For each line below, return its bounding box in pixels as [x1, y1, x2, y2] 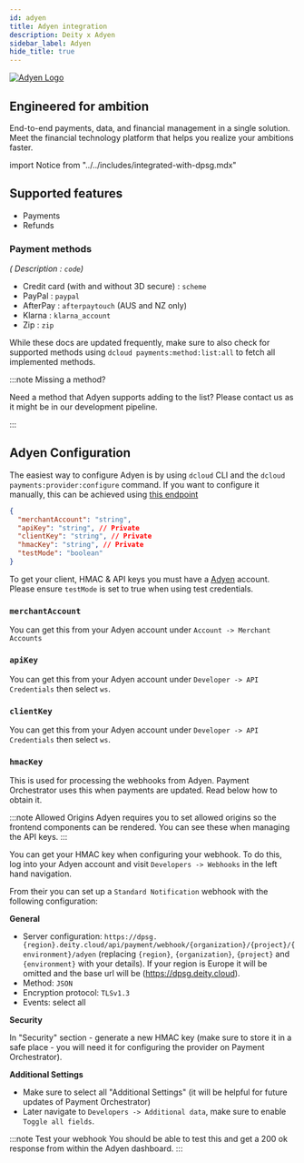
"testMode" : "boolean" [17, 549, 103, 558]
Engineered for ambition [9, 98, 150, 114]
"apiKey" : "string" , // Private [17, 523, 141, 532]
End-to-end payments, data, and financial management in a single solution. [9, 122, 290, 133]
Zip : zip [22, 319, 54, 330]
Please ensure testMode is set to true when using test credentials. [9, 583, 254, 594]
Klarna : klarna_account [22, 310, 112, 321]
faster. [9, 142, 34, 153]
